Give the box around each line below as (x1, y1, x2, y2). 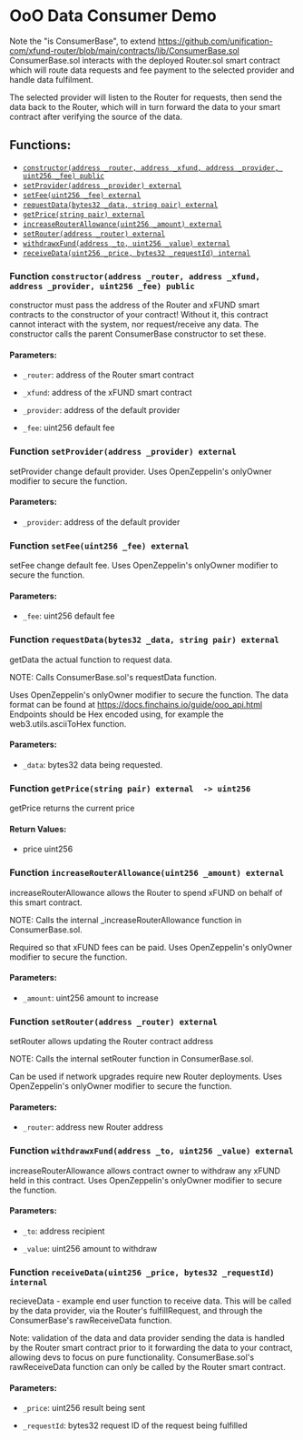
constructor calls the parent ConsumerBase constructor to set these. (9, 328, 267, 339)
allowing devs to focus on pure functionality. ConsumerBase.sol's (9, 1352, 255, 1363)
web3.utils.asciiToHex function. (9, 718, 127, 729)
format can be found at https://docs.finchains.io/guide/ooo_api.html (9, 699, 263, 710)
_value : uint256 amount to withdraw (22, 1243, 157, 1254)
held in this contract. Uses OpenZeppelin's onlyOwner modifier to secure (9, 1174, 283, 1185)
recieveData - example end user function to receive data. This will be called (9, 1295, 292, 1306)
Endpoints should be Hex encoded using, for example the (9, 709, 224, 720)
